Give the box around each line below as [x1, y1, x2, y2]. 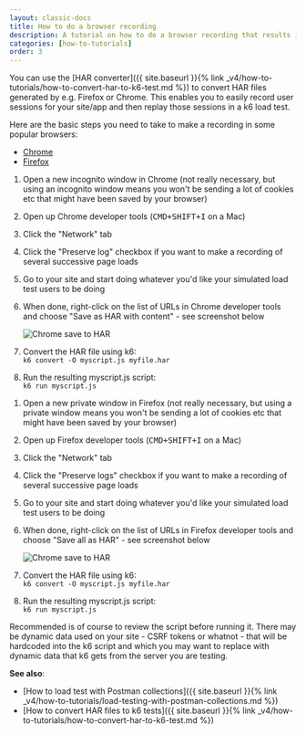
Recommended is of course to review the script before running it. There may [9, 622, 297, 633]
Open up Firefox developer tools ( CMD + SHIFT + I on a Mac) [22, 435, 242, 446]
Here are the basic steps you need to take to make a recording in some [9, 120, 276, 131]
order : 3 [9, 47, 43, 57]
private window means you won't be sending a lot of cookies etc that [22, 407, 282, 418]
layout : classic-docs [9, 13, 92, 23]
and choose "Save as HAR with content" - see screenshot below [22, 311, 265, 322]
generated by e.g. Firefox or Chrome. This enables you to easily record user [9, 92, 294, 103]
